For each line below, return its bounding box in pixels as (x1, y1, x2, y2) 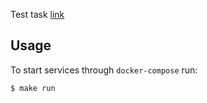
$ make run (10, 83, 56, 93)
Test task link (10, 9, 65, 20)
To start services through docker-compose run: (10, 64, 198, 76)
